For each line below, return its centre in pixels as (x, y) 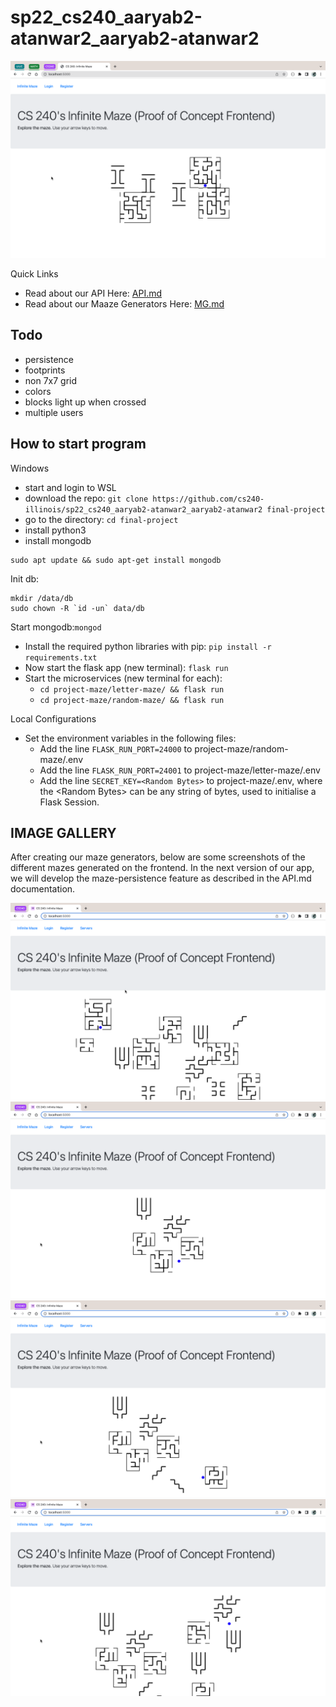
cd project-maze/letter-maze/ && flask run (132, 689)
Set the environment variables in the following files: (130, 738)
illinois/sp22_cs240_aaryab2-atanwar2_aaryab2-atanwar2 (143, 509)
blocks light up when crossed (85, 402)
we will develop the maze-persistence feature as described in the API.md (161, 878)
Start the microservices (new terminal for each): (123, 678)
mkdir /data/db (42, 598)
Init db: (25, 578)
